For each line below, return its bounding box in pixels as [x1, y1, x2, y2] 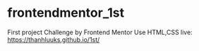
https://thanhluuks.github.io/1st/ [7, 35, 100, 43]
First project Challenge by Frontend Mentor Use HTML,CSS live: [7, 28, 193, 36]
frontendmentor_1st [7, 5, 125, 21]
